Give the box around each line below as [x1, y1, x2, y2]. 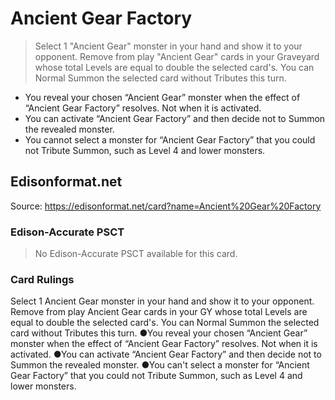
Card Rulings [10, 272, 75, 286]
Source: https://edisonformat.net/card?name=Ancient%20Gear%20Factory [10, 200, 322, 212]
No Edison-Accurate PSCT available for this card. [34, 248, 238, 260]
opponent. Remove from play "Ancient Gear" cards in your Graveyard [34, 50, 320, 62]
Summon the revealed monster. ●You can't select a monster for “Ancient [10, 359, 310, 371]
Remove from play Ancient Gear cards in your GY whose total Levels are [10, 306, 308, 318]
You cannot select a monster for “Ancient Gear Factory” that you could [24, 133, 316, 146]
